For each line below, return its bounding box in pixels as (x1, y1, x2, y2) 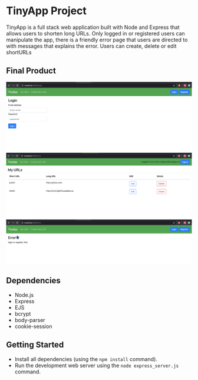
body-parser (14, 316, 45, 323)
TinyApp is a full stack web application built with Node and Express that (6, 24, 180, 31)
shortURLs (6, 48, 32, 55)
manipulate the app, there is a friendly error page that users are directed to (6, 36, 188, 43)
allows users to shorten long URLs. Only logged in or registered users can (6, 30, 186, 37)
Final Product (6, 66, 56, 76)
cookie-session (14, 323, 52, 330)
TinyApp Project (6, 4, 87, 18)
